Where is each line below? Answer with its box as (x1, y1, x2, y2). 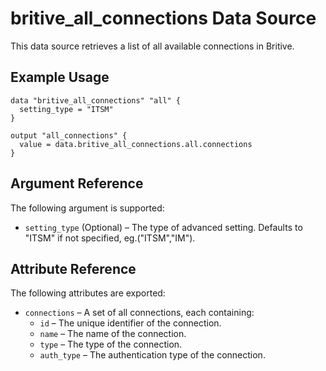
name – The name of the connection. (39, 328, 187, 340)
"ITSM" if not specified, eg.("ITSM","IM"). (24, 232, 196, 244)
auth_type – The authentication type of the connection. (39, 349, 266, 361)
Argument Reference (10, 175, 144, 192)
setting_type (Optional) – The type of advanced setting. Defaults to (24, 221, 303, 233)
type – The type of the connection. (39, 338, 183, 351)
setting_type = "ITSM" (19, 104, 114, 114)
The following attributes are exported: (10, 287, 166, 299)
